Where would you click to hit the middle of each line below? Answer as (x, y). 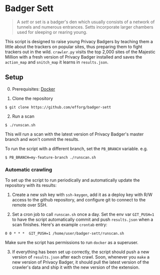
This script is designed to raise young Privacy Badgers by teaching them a (79, 41)
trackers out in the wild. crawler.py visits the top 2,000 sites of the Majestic (80, 52)
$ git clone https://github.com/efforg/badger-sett (58, 107)
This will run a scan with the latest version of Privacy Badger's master (74, 134)
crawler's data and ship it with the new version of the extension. (76, 267)
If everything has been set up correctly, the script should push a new (81, 252)
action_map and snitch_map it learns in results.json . (57, 62)
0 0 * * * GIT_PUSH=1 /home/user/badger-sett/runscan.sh (65, 234)
